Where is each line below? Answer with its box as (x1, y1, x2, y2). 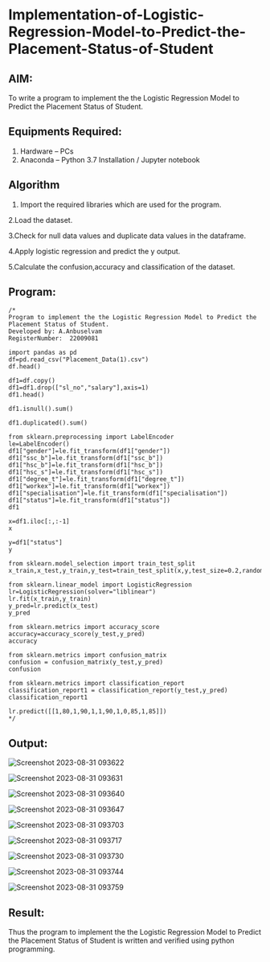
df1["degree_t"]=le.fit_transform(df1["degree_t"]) (8, 475, 185, 483)
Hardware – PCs (19, 146, 74, 156)
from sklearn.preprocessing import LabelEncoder (8, 433, 174, 442)
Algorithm (8, 179, 60, 192)
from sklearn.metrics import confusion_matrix (8, 652, 167, 660)
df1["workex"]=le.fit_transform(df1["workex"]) (8, 483, 171, 491)
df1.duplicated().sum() (8, 419, 88, 427)
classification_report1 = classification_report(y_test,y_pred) (8, 686, 228, 695)
